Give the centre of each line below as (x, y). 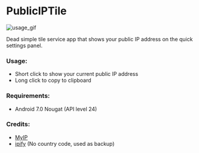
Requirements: (28, 96)
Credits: (18, 124)
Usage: (17, 61)
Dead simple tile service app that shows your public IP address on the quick (99, 39)
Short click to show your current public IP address (76, 74)
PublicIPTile (36, 11)
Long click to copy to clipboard (53, 80)
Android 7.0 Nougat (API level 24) (56, 109)
